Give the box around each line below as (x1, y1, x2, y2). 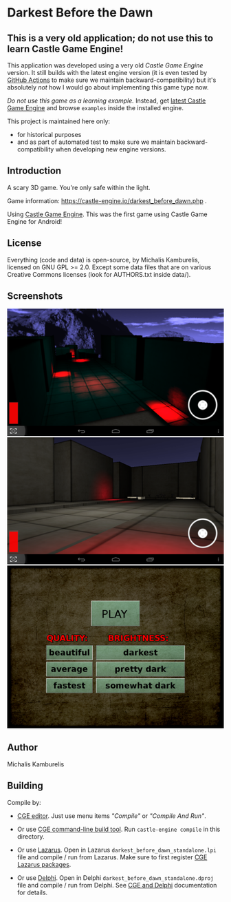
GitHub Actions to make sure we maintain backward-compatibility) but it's (7, 76, 217, 84)
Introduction (7, 165, 62, 177)
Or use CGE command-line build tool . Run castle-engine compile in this (16, 825, 221, 833)
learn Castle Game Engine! (7, 43, 124, 54)
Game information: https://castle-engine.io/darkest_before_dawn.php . (7, 196, 208, 204)
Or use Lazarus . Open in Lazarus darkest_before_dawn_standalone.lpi (16, 846, 217, 854)
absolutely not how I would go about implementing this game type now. (7, 83, 209, 91)
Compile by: (7, 798, 41, 806)
